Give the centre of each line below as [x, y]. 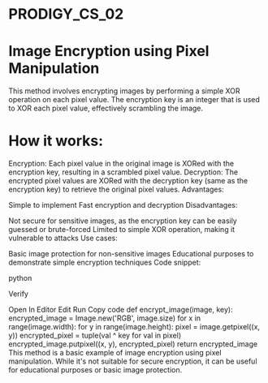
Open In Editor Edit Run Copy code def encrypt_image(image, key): [121, 310]
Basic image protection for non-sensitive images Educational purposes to [131, 254]
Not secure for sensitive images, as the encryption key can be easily [123, 221]
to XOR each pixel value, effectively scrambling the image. [106, 108]
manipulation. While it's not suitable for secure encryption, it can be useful [133, 361]
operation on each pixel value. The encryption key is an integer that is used [134, 100]
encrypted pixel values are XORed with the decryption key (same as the [128, 181]
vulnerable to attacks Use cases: [63, 238]
